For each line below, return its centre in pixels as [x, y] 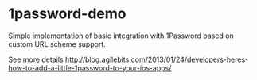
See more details [36, 59]
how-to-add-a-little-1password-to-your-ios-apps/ [90, 67]
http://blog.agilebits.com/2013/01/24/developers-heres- [157, 59]
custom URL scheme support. [57, 44]
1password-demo [67, 14]
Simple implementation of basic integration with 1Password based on [121, 36]
